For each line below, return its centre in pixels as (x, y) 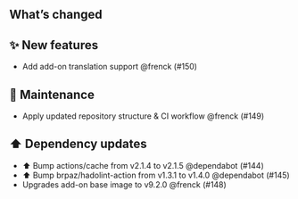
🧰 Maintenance (52, 94)
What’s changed (56, 15)
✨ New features (54, 45)
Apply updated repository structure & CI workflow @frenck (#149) (143, 116)
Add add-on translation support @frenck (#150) (110, 67)
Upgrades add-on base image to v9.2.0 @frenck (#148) (124, 184)
